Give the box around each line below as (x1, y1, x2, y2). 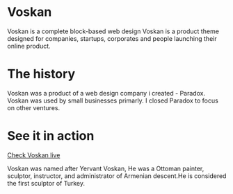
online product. (7, 42, 51, 50)
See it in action (7, 128, 95, 144)
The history (7, 67, 75, 82)
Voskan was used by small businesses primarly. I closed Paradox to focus (7, 96, 219, 105)
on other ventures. (7, 103, 61, 112)
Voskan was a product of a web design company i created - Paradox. (7, 89, 206, 97)
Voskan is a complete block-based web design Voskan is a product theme (7, 27, 219, 35)
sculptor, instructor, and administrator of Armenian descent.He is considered (7, 171, 227, 180)
